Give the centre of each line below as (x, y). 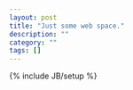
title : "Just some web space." (67, 26)
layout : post (33, 17)
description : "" (39, 34)
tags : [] (25, 51)
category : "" (33, 42)
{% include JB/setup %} (53, 76)
